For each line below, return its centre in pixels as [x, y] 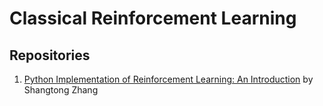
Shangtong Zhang [61, 90]
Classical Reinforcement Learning [153, 18]
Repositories [50, 55]
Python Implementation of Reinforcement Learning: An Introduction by [168, 79]
